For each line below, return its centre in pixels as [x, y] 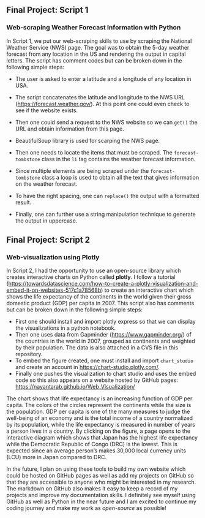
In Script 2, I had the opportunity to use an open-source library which [94, 271]
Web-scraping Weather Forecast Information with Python [94, 28]
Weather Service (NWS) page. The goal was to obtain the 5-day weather [98, 47]
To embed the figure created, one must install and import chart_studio [104, 360]
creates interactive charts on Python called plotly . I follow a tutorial [91, 277]
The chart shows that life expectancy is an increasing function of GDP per [99, 398]
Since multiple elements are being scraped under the [82, 170]
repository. [29, 354]
